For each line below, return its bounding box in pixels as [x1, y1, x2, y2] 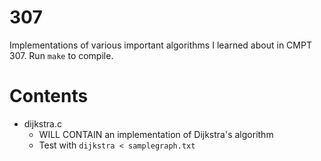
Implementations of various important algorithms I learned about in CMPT [9, 39, 312, 51]
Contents [9, 85, 89, 108]
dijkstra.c [23, 117, 62, 130]
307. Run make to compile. [9, 49, 114, 61]
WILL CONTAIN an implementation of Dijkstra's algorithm [38, 128, 274, 140]
